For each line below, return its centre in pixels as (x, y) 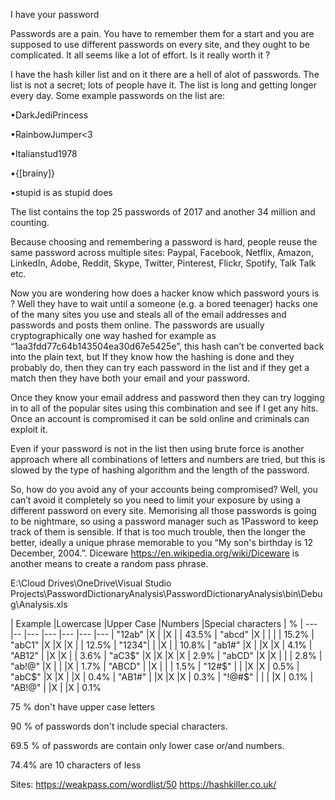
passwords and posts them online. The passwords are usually (137, 325)
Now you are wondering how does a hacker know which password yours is (165, 293)
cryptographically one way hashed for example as (113, 335)
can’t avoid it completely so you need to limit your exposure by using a (155, 500)
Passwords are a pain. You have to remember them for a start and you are (162, 33)
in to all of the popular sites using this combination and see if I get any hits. (164, 408)
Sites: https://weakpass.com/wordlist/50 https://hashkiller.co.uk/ (143, 784)
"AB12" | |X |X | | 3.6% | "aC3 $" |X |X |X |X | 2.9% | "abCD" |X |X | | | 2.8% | (166, 655)
